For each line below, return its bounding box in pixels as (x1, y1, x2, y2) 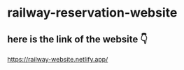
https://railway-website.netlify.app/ (7, 55, 108, 63)
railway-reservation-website (7, 5, 178, 21)
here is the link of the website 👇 (7, 33, 148, 45)
